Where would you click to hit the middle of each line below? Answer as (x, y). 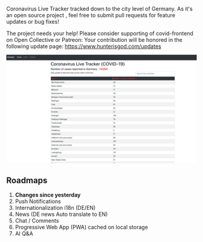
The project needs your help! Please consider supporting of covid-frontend (100, 33)
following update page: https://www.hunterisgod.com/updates (84, 46)
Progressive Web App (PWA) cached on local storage (81, 227)
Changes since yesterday (48, 195)
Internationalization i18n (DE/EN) (55, 208)
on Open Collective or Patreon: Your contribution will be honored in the (94, 40)
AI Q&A (24, 234)
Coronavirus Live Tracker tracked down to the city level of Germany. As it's (100, 9)
